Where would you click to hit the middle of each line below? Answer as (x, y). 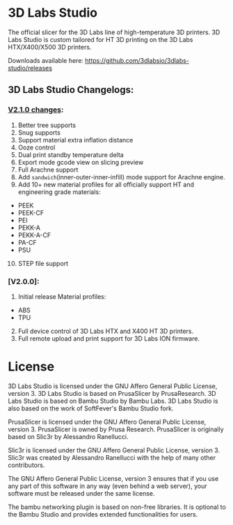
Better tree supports (47, 125)
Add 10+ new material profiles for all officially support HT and (106, 184)
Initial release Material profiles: (62, 296)
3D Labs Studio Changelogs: (71, 90)
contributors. (26, 465)
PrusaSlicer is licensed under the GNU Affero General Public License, (107, 422)
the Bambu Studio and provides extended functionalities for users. (103, 514)
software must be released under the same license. (81, 493)
